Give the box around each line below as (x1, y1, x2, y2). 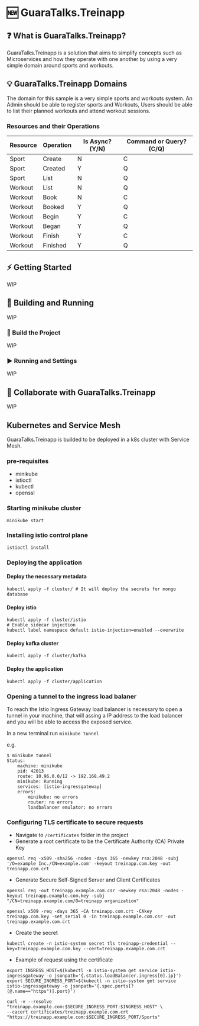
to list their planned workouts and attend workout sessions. (6, 107, 151, 114)
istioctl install (6, 545, 50, 551)
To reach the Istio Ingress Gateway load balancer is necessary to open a (6, 705, 182, 713)
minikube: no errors (28, 794, 79, 800)
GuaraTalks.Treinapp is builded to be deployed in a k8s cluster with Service (6, 436, 190, 443)
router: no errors (28, 799, 73, 805)
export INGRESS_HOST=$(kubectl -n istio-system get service (6, 968, 158, 974)
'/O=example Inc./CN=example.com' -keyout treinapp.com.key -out (6, 861, 171, 867)
